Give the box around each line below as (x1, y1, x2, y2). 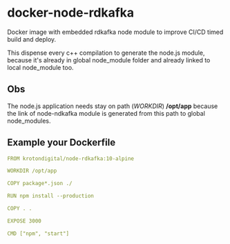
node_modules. (7, 116, 51, 125)
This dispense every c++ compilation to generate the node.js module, (7, 49, 205, 57)
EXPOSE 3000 (7, 217, 41, 225)
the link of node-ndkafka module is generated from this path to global (7, 109, 206, 117)
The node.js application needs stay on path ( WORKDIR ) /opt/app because (7, 102, 218, 110)
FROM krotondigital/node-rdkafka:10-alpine (7, 155, 135, 162)
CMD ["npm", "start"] (7, 230, 70, 237)
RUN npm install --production (7, 193, 95, 200)
